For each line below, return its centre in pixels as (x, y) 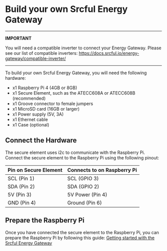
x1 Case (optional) (31, 125)
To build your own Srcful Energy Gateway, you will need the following (76, 73)
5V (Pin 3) (20, 194)
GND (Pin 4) (22, 203)
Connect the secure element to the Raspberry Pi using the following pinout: (82, 157)
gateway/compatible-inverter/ (36, 58)
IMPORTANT (18, 38)
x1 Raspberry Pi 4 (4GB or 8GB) (45, 88)
